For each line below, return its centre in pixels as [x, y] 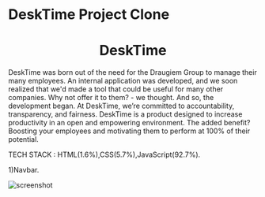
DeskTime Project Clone [89, 15]
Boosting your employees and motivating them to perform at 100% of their [129, 131]
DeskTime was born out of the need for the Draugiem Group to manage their [132, 72]
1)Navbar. [24, 170]
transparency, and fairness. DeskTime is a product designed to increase [125, 114]
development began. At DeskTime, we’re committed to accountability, [121, 106]
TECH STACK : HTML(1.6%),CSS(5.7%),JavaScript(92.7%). [104, 154]
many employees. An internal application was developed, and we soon [123, 81]
